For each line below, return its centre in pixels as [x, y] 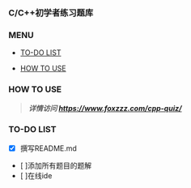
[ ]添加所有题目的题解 [55, 165]
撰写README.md [48, 148]
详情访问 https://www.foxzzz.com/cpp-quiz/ [105, 108]
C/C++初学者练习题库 [51, 12]
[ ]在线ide [36, 175]
